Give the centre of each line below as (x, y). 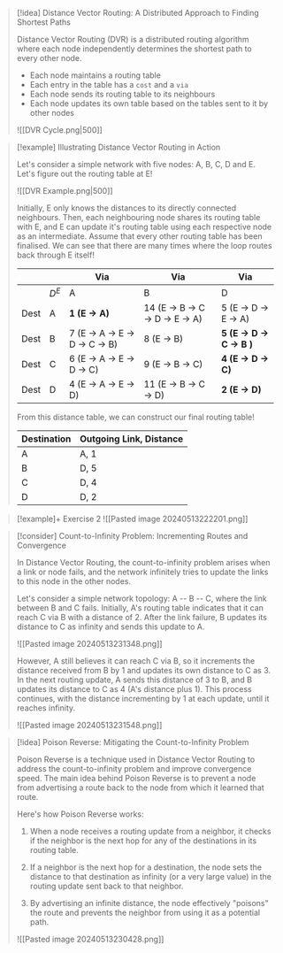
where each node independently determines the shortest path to (134, 49)
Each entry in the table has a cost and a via (109, 85)
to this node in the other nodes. (74, 581)
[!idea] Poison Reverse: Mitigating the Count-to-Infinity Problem (133, 742)
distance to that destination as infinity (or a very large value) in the (150, 877)
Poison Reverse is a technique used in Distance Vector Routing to (136, 759)
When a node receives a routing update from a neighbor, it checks (150, 832)
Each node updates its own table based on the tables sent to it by (149, 104)
